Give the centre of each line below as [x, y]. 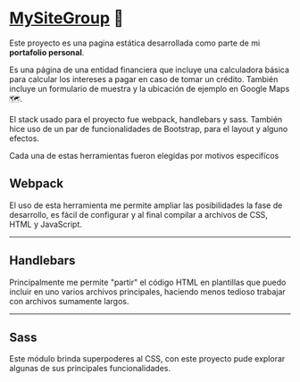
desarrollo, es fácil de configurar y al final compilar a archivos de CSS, [138, 214]
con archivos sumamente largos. [69, 301]
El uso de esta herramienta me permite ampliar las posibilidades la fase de [146, 205]
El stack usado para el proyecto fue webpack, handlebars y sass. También [146, 119]
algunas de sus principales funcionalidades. [90, 369]
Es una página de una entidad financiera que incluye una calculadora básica [150, 70]
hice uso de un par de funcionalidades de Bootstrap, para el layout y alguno [149, 129]
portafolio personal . [47, 52]
